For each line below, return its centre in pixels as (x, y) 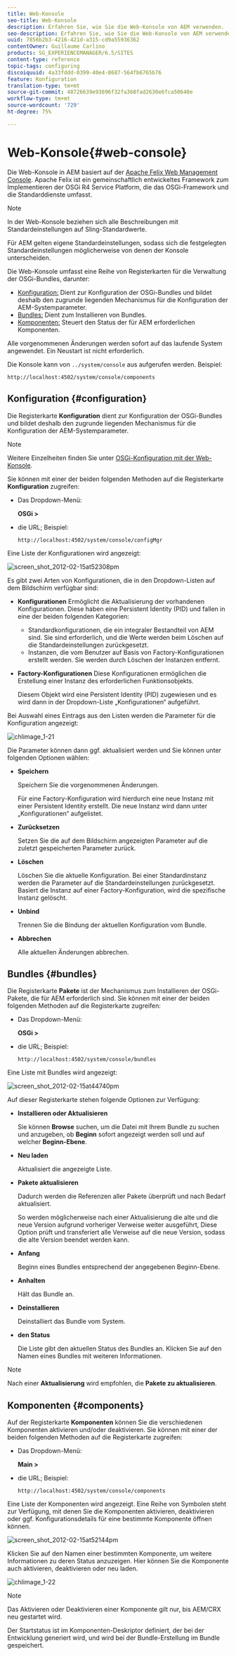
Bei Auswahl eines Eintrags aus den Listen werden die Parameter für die (112, 715)
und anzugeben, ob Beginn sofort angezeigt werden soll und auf (111, 1134)
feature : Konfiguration (42, 79)
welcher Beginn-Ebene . (52, 1142)
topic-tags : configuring (44, 66)
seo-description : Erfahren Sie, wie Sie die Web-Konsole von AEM (105, 33)
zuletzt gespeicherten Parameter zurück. (77, 848)
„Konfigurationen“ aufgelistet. (60, 813)
